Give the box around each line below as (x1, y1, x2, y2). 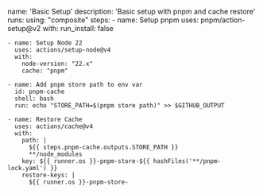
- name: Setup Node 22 (7, 39, 83, 47)
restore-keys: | (21, 171, 76, 179)
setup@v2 (7, 24, 41, 33)
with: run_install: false (42, 24, 114, 33)
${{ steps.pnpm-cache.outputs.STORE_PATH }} (28, 143, 179, 151)
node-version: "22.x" (21, 60, 93, 68)
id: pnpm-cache (14, 87, 65, 95)
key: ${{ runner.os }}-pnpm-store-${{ (21, 157, 150, 165)
